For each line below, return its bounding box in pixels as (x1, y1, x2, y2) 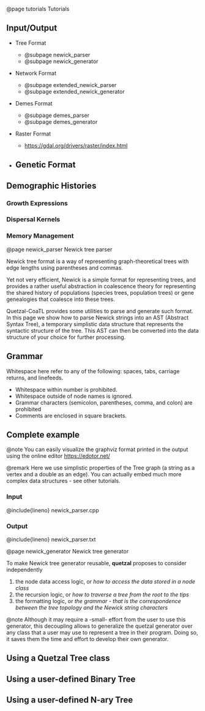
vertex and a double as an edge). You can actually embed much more (6, 471, 182, 478)
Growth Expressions (6, 199, 69, 207)
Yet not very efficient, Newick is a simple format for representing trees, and (6, 276, 196, 283)
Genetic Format (15, 159, 76, 170)
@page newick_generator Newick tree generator (6, 547, 129, 555)
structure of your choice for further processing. (6, 333, 126, 341)
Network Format (15, 69, 57, 77)
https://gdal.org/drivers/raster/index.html (24, 142, 128, 149)
